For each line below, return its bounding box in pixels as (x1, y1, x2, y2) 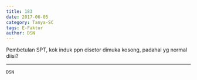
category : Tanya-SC (6, 19, 54, 25)
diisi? (6, 53, 19, 60)
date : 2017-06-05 (6, 14, 49, 20)
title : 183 (6, 8, 33, 15)
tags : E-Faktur (6, 25, 43, 31)
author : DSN (6, 30, 35, 36)
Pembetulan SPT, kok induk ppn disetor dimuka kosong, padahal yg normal (6, 46, 188, 53)
